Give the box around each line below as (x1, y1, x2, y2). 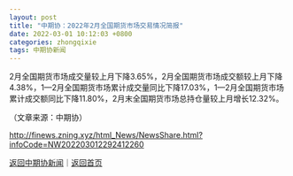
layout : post (9, 12, 58, 22)
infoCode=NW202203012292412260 (9, 139, 144, 150)
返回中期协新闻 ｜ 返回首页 (9, 157, 103, 168)
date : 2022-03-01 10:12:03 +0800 (9, 29, 133, 38)
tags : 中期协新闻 (9, 46, 66, 55)
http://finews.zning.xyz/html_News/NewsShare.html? (9, 130, 204, 141)
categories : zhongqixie (9, 37, 97, 47)
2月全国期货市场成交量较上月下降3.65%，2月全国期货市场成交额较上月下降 (9, 72, 283, 82)
